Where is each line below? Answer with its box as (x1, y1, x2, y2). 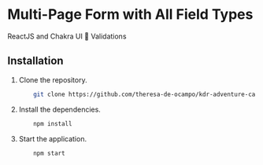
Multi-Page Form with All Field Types (7, 5, 254, 24)
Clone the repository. (18, 75, 87, 84)
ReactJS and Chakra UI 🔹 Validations (7, 31, 127, 41)
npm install (33, 119, 72, 127)
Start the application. (18, 134, 87, 143)
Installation (7, 54, 64, 68)
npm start (33, 149, 65, 157)
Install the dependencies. (18, 104, 102, 114)
